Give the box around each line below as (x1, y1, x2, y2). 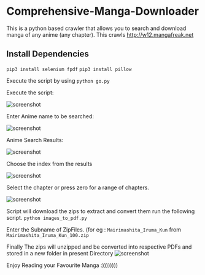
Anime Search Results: (6, 136, 64, 143)
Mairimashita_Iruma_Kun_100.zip (6, 232, 89, 238)
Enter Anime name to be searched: (6, 112, 94, 120)
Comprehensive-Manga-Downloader (6, 4, 199, 18)
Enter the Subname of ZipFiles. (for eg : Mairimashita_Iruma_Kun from (6, 225, 182, 233)
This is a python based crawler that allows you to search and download (6, 24, 187, 32)
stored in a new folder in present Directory (6, 249, 114, 257)
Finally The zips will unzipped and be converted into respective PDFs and (6, 243, 192, 251)
